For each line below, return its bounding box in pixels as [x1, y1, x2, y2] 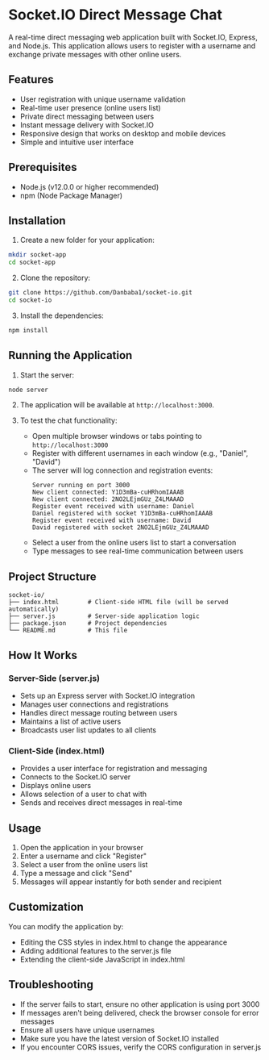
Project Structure [8, 570, 97, 583]
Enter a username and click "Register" [19, 851, 147, 861]
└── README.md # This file [8, 627, 128, 635]
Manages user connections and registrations [19, 699, 169, 709]
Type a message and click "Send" [19, 869, 133, 878]
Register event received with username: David [31, 516, 192, 525]
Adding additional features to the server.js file [19, 945, 172, 955]
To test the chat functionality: [19, 415, 118, 425]
